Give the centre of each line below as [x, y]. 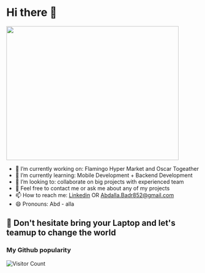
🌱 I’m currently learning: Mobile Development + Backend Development [104, 175]
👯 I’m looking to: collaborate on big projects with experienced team [99, 181]
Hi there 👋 [32, 13]
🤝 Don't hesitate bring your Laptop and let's [91, 223]
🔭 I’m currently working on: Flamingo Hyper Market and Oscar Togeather [107, 168]
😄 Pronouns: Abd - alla [45, 204]
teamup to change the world [61, 233]
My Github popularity [39, 250]
